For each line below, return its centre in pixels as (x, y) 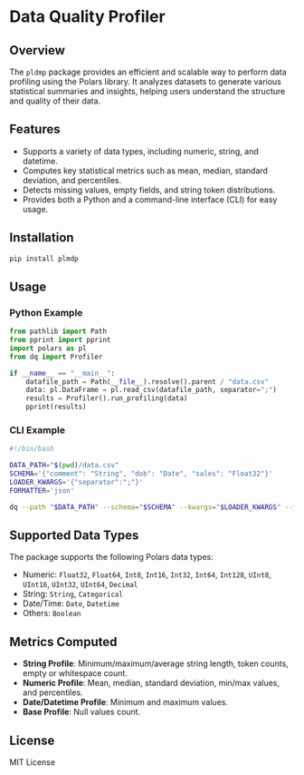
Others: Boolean (52, 613)
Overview (38, 50)
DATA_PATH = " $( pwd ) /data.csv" (64, 466)
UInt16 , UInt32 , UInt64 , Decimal (80, 584)
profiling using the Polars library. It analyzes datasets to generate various (146, 82)
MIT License (33, 762)
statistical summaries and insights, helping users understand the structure (147, 91)
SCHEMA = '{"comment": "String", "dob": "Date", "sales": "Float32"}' (141, 474)
